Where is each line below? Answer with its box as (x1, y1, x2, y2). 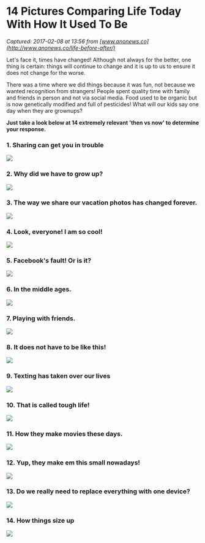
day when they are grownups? (6, 107, 83, 114)
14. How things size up (6, 516, 75, 525)
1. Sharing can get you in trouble (6, 141, 104, 149)
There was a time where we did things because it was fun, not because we (6, 81, 195, 88)
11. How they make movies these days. (6, 429, 123, 438)
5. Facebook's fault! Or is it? (6, 256, 92, 265)
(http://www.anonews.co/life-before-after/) (6, 44, 116, 52)
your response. (6, 125, 47, 133)
